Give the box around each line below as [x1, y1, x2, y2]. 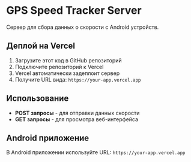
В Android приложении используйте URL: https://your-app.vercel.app [6, 149, 186, 156]
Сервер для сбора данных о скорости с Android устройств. [6, 23, 159, 31]
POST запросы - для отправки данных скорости [14, 109, 140, 116]
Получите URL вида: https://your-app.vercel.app [14, 76, 141, 83]
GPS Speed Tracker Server [6, 4, 142, 17]
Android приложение [6, 133, 89, 143]
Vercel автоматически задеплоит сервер [14, 70, 120, 77]
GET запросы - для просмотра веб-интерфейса [14, 115, 139, 123]
